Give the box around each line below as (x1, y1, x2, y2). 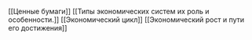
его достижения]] (8, 24, 68, 32)
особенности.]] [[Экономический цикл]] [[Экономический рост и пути (8, 15, 245, 24)
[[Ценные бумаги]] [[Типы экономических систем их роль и (8, 7, 210, 16)
